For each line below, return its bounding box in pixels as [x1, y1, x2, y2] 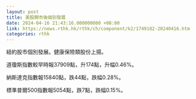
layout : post [6, 8, 39, 15]
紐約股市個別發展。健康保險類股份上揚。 [6, 49, 107, 56]
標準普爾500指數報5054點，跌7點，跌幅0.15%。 [6, 86, 127, 94]
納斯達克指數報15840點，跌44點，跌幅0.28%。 [6, 74, 125, 81]
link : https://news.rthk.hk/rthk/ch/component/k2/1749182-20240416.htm [6, 25, 190, 32]
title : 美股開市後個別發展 [6, 14, 66, 20]
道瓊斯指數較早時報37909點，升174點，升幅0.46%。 [6, 61, 138, 68]
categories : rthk [6, 31, 50, 37]
